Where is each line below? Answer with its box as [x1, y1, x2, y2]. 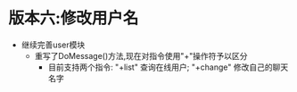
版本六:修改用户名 [8, 8, 139, 29]
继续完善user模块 [21, 39, 86, 50]
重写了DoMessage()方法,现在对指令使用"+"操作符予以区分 [34, 50, 248, 61]
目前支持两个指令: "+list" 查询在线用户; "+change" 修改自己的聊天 [47, 62, 289, 72]
